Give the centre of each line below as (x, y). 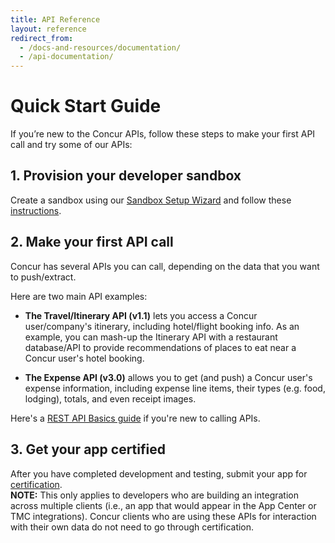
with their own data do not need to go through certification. (132, 527)
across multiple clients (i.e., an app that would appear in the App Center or (163, 505)
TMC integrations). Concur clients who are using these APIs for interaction (163, 516)
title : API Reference (55, 19)
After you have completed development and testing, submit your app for (159, 473)
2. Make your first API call (92, 242)
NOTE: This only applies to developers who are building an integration (154, 495)
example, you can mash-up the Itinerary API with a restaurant (151, 337)
